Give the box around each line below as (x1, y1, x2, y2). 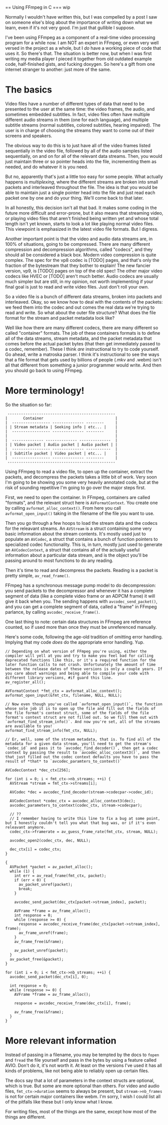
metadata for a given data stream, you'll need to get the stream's (5, 741, 151, 746)
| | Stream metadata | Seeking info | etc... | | (5, 424, 118, 429)
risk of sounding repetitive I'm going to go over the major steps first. (5, 485, 146, 491)
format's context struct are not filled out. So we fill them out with (5, 715, 158, 720)
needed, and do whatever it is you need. (5, 163, 89, 170)
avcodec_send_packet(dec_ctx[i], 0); (10, 974, 89, 979)
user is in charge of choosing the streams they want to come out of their (5, 127, 154, 133)
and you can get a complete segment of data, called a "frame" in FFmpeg (5, 603, 157, 610)
